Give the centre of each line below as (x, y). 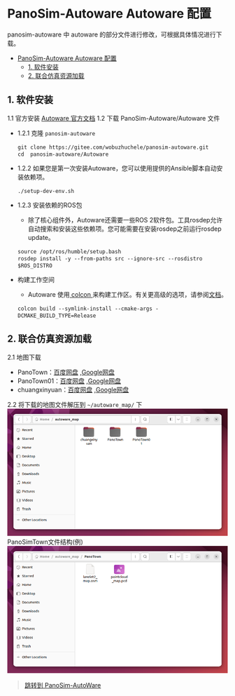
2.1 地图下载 (24, 357)
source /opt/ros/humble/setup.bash (69, 252)
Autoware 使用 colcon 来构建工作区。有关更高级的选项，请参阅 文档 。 (127, 294)
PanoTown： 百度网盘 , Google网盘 (66, 372)
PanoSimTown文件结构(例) (45, 542)
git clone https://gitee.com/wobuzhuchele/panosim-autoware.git (113, 147)
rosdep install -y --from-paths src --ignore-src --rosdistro (110, 259)
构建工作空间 (36, 279)
